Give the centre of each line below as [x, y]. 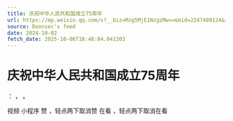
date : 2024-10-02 [32, 33]
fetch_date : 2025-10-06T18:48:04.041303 [67, 39]
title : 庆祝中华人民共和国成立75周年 [55, 13]
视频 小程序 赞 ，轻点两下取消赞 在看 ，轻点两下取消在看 [87, 111]
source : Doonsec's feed [42, 26]
